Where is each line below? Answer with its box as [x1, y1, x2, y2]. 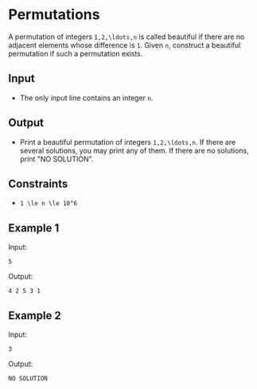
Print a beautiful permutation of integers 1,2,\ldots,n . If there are [19, 137, 236, 146]
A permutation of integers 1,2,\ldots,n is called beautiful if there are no [8, 32, 245, 41]
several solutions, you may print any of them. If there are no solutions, [19, 146, 249, 155]
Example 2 [8, 309, 61, 322]
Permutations [8, 6, 100, 24]
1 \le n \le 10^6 [19, 200, 78, 208]
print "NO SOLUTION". [19, 154, 94, 164]
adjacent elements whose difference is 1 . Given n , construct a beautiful [8, 40, 241, 49]
